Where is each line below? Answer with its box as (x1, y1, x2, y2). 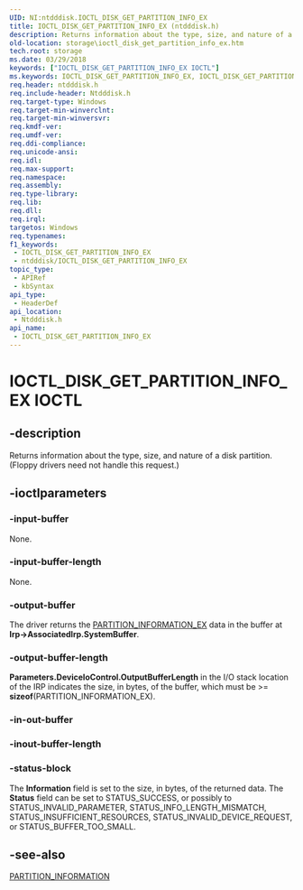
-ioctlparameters (9, 486, 107, 501)
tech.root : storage (9, 47, 83, 56)
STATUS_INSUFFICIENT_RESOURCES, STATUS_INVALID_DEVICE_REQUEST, (9, 811, 293, 822)
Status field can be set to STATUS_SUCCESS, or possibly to (9, 792, 233, 803)
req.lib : (9, 198, 42, 208)
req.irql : (9, 214, 47, 224)
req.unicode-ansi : (9, 147, 78, 156)
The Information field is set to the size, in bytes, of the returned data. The (9, 783, 284, 793)
